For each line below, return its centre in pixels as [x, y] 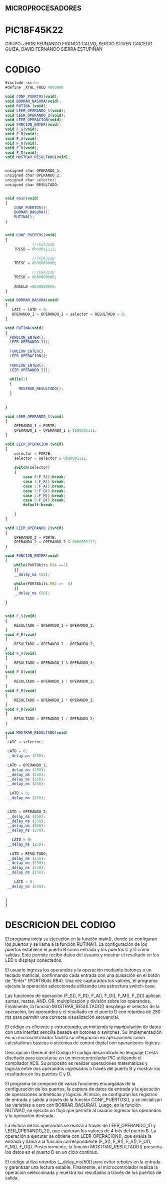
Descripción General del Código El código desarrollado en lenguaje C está [82, 1053]
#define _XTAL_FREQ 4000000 [34, 87]
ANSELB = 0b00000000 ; [35, 286]
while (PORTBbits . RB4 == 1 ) [41, 565]
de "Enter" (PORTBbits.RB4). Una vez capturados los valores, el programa [81, 981]
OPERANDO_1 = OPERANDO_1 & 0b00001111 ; [56, 431]
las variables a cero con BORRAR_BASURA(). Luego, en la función [73, 1105]
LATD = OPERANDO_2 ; [28, 812]
